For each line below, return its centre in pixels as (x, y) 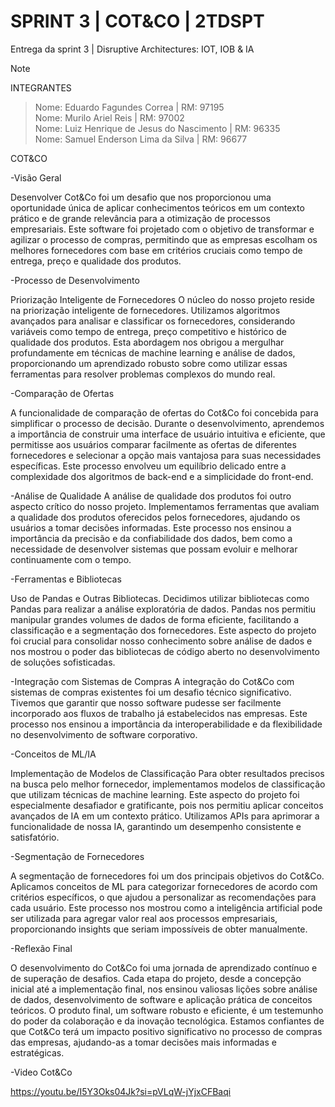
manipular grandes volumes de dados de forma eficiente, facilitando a (155, 619)
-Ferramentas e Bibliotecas (66, 579)
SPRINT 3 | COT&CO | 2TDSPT (137, 21)
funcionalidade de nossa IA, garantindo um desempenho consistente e (156, 826)
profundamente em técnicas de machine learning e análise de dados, (153, 352)
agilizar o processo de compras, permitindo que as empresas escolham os (164, 239)
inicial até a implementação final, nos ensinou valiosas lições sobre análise (164, 989)
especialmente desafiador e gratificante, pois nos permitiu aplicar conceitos (167, 805)
